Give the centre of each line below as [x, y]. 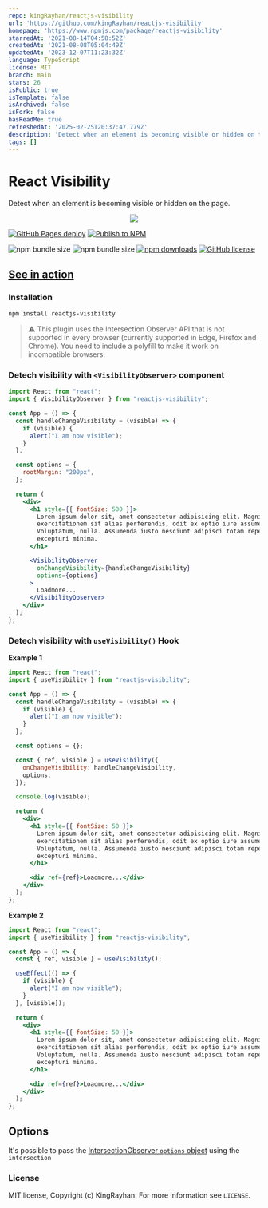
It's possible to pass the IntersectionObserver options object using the [124, 1151]
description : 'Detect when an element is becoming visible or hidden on [132, 134]
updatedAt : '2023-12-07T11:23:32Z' [67, 53]
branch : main [30, 75]
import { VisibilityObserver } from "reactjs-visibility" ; [108, 399]
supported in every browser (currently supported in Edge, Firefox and [142, 337]
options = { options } [67, 576]
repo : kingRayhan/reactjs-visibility [71, 16]
